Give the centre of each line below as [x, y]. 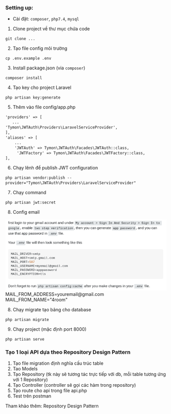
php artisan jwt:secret [31, 203]
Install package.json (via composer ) [49, 68]
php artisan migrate [27, 320]
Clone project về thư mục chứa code [51, 29]
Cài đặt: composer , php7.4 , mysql [46, 19]
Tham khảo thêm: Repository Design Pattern [52, 406]
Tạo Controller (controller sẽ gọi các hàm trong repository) [74, 385]
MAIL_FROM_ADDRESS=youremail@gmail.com [55, 294]
